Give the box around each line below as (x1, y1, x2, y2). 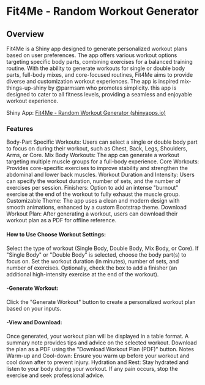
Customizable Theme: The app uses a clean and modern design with (6, 197, 180, 204)
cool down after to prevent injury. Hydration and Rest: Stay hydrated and (6, 358, 188, 366)
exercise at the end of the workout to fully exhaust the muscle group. (6, 190, 181, 198)
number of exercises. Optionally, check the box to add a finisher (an (6, 264, 177, 271)
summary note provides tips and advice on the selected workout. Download (6, 339, 197, 346)
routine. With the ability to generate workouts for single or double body (6, 64, 185, 72)
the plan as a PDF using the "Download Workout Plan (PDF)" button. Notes (6, 345, 195, 352)
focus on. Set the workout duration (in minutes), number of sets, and (6, 257, 179, 265)
